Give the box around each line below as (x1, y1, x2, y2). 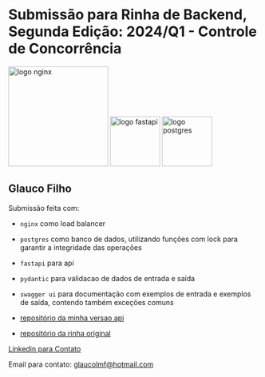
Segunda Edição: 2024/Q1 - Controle (8, 22, 257, 41)
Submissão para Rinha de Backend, (8, 6, 247, 24)
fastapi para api (19, 258, 74, 268)
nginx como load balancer (19, 218, 106, 228)
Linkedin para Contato (8, 343, 81, 353)
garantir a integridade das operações (19, 242, 142, 252)
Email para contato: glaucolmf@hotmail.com (8, 359, 154, 369)
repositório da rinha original (19, 328, 111, 338)
